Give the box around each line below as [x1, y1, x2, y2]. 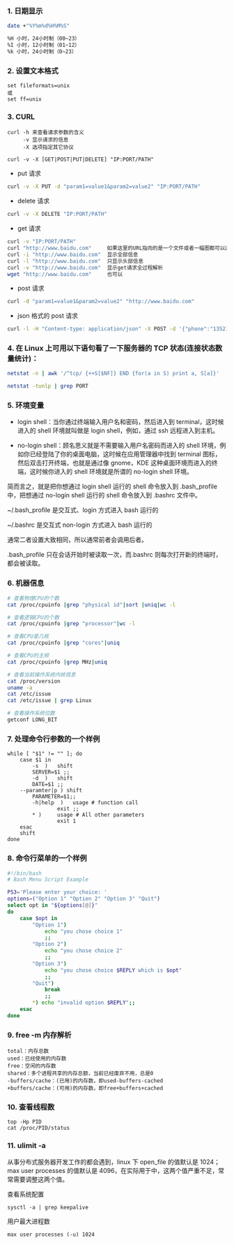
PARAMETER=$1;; [32, 793, 77, 801]
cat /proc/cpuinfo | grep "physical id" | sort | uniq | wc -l [7, 601, 176, 609]
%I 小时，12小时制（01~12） [7, 42, 80, 49]
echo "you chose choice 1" [44, 928, 123, 935]
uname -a [7, 684, 33, 691]
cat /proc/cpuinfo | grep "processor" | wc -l [7, 620, 136, 627]
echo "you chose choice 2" [44, 947, 123, 954]
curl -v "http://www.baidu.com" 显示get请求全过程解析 [7, 264, 164, 271]
